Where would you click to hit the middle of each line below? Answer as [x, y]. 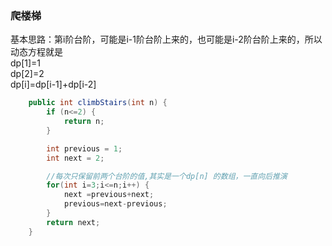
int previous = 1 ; [84, 148]
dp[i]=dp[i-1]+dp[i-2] [53, 84]
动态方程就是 [36, 52]
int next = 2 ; [75, 158]
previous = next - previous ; [115, 204]
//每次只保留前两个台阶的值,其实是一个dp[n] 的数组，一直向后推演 [167, 176]
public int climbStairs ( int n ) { [98, 103]
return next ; [73, 222]
